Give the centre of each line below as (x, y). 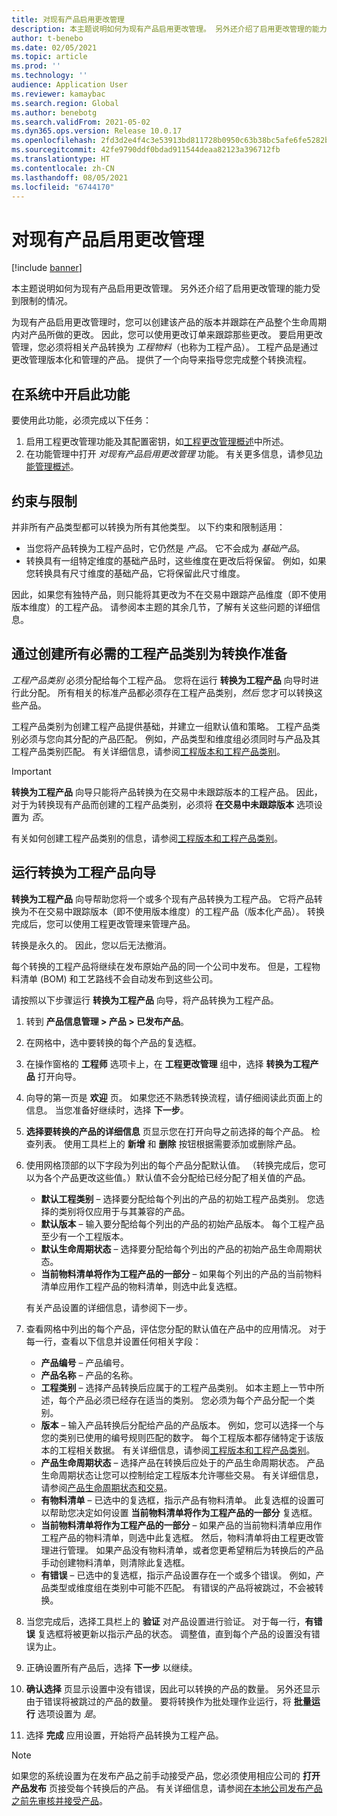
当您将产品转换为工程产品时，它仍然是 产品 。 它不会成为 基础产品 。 (165, 548)
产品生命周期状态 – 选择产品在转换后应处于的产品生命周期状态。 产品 (182, 1462)
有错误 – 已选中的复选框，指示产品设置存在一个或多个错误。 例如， (178, 1575)
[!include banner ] (47, 268)
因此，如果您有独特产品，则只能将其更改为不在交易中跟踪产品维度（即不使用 (169, 594)
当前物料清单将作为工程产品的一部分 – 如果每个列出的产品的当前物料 (181, 1273)
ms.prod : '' (36, 66)
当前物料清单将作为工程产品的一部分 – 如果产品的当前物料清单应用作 (181, 1525)
